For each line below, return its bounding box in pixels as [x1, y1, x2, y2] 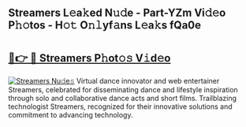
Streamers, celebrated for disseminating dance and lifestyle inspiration [8, 85, 238, 94]
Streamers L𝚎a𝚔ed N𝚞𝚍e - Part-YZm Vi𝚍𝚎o [8, 6, 226, 20]
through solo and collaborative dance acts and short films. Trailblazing [8, 94, 237, 103]
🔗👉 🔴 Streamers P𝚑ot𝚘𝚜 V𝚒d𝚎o [8, 51, 171, 65]
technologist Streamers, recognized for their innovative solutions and [8, 102, 233, 111]
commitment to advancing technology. [8, 110, 133, 119]
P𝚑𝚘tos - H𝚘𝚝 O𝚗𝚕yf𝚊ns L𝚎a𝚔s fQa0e [8, 19, 202, 32]
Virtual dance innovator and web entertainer [76, 77, 220, 85]
